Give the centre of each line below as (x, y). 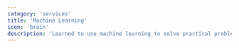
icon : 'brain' (28, 27)
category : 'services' (39, 14)
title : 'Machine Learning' (47, 20)
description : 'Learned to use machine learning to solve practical (110, 34)
